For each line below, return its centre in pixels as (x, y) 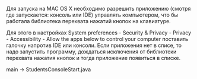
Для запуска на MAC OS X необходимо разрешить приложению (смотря (99, 9)
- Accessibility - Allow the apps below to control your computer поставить (97, 39)
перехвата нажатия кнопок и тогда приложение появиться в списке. (93, 58)
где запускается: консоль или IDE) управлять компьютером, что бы (92, 15)
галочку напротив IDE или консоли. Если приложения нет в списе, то (94, 45)
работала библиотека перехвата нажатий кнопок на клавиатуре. (88, 21)
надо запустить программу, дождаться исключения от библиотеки (91, 52)
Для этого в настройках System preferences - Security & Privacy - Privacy (99, 33)
